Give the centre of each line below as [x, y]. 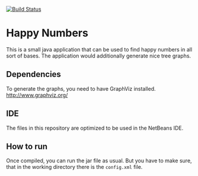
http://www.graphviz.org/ [37, 95]
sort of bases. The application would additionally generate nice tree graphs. [99, 56]
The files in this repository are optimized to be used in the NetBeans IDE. [95, 128]
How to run [27, 146]
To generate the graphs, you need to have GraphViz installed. [81, 88]
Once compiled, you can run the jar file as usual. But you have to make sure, [99, 161]
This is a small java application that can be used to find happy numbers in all [99, 49]
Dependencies [33, 74]
